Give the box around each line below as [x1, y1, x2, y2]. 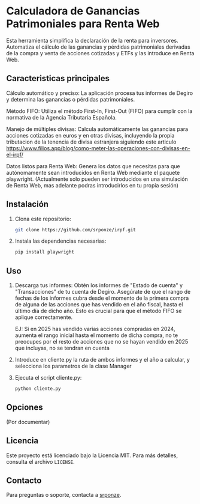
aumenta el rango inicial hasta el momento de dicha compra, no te [14, 332, 178, 339]
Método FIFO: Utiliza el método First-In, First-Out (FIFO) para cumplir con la [6, 107, 193, 115]
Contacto [6, 476, 42, 486]
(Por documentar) [6, 418, 50, 425]
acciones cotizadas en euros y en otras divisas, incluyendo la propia [6, 132, 175, 139]
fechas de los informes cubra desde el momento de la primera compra [14, 294, 189, 302]
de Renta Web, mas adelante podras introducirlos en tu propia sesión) [6, 181, 178, 189]
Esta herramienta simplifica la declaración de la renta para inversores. [6, 37, 178, 44]
